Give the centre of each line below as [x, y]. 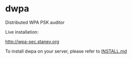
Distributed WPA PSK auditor [35, 22]
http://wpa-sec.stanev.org [32, 41]
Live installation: [22, 32]
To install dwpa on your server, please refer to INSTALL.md [66, 51]
